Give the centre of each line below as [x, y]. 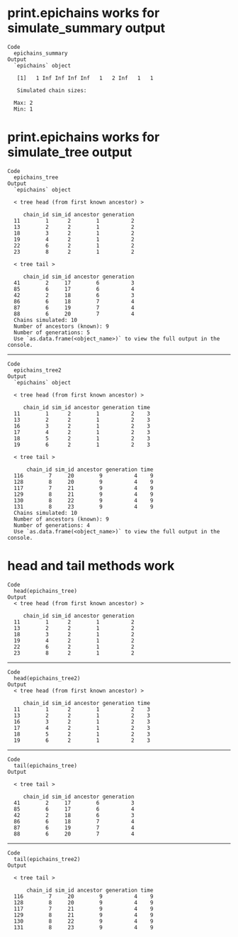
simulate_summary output [86, 28]
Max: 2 [23, 103]
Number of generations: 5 [52, 332]
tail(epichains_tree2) [47, 859]
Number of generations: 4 [52, 525]
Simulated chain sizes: [52, 90]
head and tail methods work [91, 566]
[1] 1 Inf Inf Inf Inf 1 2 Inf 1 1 [85, 78]
